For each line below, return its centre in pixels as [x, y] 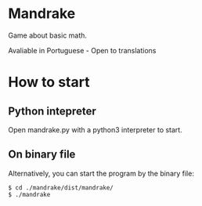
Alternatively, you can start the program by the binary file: [101, 173]
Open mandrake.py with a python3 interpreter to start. [95, 129]
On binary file [42, 155]
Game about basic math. [48, 35]
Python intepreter [52, 111]
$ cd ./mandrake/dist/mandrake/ [61, 188]
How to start [49, 82]
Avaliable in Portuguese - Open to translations [82, 50]
